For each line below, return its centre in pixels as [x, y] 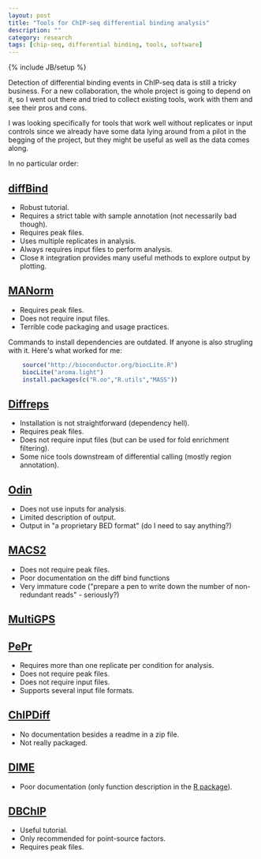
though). [34, 224]
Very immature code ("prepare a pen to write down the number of [127, 586]
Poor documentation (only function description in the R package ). [126, 786]
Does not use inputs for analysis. [73, 509]
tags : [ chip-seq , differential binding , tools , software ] [105, 45]
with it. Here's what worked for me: [65, 350]
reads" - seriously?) [87, 595]
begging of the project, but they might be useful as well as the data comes [129, 140]
